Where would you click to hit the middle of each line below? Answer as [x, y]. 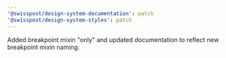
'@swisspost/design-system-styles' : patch [70, 20]
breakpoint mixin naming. [43, 47]
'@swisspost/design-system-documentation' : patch [81, 13]
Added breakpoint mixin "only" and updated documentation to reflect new [113, 39]
